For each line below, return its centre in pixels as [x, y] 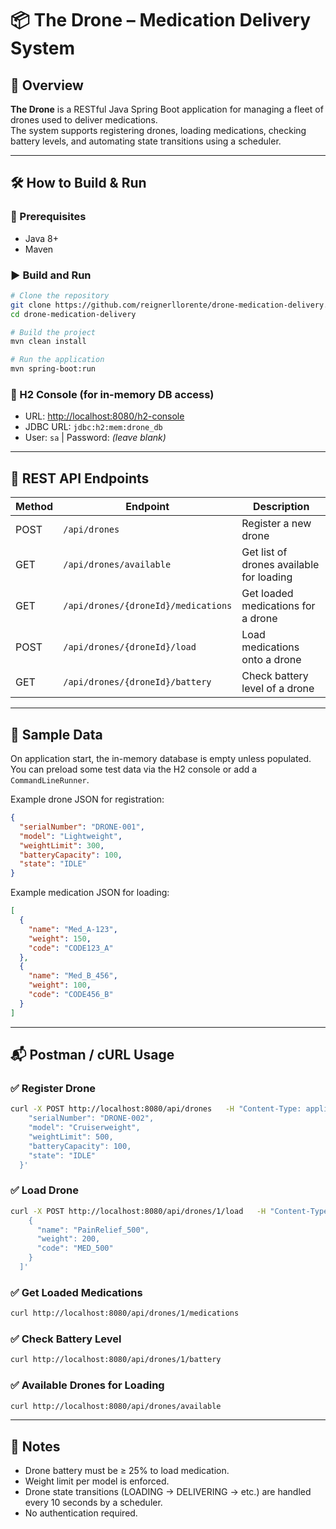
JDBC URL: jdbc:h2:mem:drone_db [93, 427]
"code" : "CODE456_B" [71, 995]
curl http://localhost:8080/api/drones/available [116, 1406]
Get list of [264, 552]
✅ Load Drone [44, 1190]
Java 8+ [41, 238]
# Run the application [57, 360]
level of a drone [278, 689]
